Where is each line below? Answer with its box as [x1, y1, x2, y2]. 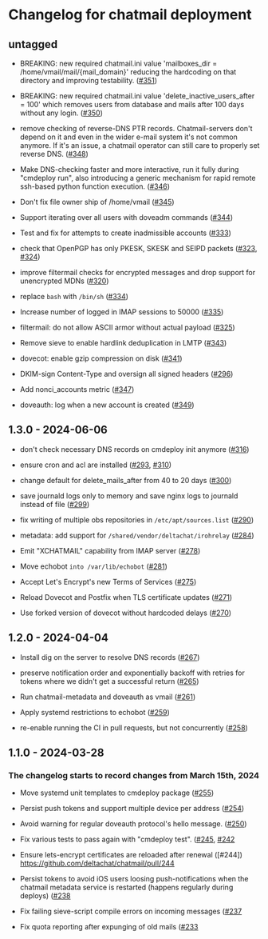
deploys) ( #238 [19, 891, 71, 901]
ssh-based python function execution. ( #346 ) [19, 182, 170, 191]
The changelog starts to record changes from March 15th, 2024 [8, 769, 260, 781]
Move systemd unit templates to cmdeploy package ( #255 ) [19, 788, 215, 797]
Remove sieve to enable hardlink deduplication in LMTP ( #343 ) [19, 338, 227, 347]
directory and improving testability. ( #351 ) [19, 76, 158, 85]
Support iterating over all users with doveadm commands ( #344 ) [19, 213, 234, 222]
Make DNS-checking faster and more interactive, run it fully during [19, 165, 239, 174]
